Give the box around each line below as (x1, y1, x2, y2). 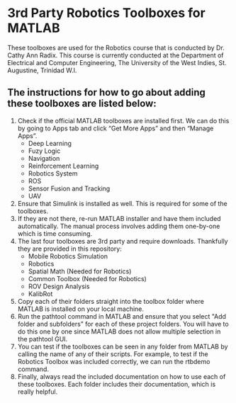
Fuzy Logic (28, 147, 61, 155)
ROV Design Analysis (28, 282, 90, 290)
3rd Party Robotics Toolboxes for (7, 5, 206, 21)
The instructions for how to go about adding (7, 86, 206, 98)
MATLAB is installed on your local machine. (17, 305, 144, 313)
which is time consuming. (17, 229, 93, 238)
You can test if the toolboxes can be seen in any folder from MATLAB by (17, 342, 228, 351)
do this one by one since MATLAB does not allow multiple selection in (17, 327, 221, 336)
